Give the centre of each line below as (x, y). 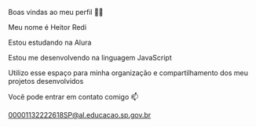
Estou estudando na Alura (50, 42)
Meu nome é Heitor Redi (48, 27)
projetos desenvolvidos (46, 81)
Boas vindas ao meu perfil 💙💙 (56, 12)
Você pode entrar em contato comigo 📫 (73, 97)
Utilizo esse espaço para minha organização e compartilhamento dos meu (128, 73)
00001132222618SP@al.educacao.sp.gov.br (80, 115)
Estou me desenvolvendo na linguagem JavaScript (90, 58)
